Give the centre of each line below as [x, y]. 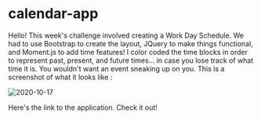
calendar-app [53, 14]
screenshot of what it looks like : [60, 77]
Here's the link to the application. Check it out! [83, 107]
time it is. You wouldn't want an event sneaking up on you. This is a [116, 68]
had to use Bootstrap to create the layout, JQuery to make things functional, [130, 43]
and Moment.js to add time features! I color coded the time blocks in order [128, 52]
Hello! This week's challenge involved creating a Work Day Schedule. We [126, 35]
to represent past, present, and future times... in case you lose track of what [131, 60]
